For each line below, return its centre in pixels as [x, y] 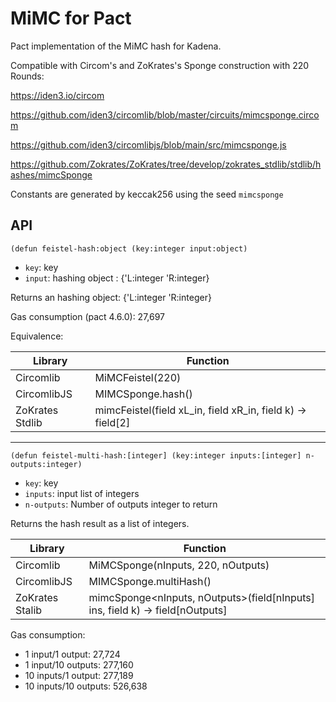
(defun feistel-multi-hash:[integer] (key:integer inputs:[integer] [156, 455]
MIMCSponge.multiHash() [150, 581]
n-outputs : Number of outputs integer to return [121, 504]
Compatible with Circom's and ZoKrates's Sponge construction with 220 [160, 65]
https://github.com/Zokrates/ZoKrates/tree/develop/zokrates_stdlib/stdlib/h [166, 164]
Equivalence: [37, 336]
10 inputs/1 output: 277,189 [79, 675]
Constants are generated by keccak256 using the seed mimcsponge [147, 194]
